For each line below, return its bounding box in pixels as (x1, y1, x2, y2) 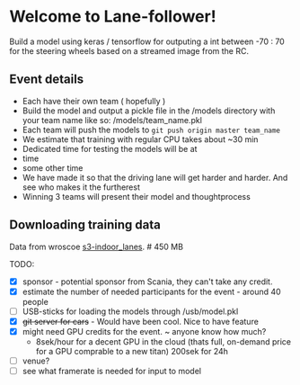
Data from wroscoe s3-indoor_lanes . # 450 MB (9, 241, 184, 252)
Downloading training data (9, 218, 162, 233)
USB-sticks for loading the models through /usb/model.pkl (22, 306, 239, 317)
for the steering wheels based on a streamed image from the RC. (9, 45, 250, 56)
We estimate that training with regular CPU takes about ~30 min (22, 133, 259, 145)
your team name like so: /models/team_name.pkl (22, 114, 202, 125)
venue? (22, 355, 50, 366)
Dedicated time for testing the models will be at (22, 143, 198, 154)
